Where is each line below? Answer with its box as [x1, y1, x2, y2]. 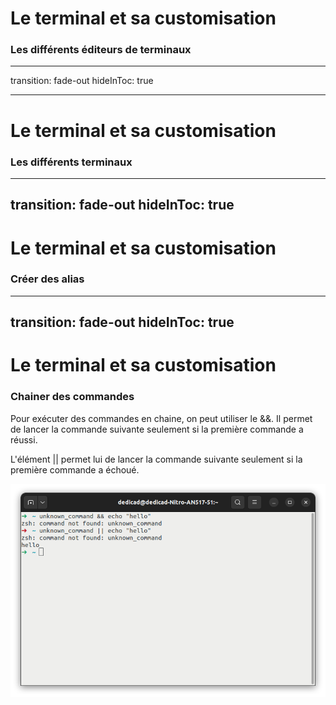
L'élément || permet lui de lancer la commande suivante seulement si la [10, 453, 303, 465]
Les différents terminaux [10, 155, 133, 169]
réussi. [10, 433, 38, 446]
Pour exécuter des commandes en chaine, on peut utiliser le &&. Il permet [10, 412, 313, 424]
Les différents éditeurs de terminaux [10, 43, 192, 57]
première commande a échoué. [10, 463, 140, 476]
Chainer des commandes [10, 390, 135, 404]
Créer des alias [10, 272, 85, 286]
